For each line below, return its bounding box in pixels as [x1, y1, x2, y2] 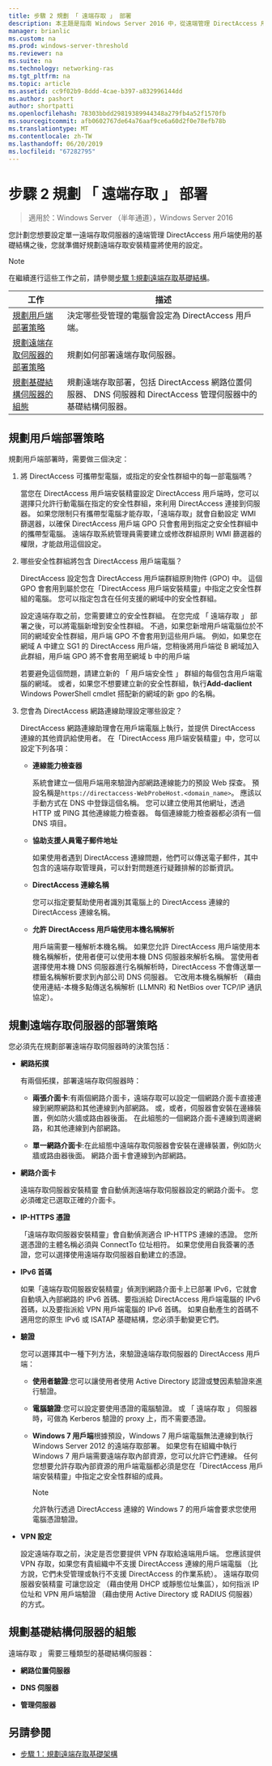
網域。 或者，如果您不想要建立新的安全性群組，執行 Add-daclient [34, 679, 253, 689]
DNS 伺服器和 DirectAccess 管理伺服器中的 [93, 389, 257, 401]
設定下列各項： [19, 744, 70, 754]
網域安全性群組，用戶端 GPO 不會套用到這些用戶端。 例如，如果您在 [34, 631, 261, 641]
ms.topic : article [8, 79, 70, 87]
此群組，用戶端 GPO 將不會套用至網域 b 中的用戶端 [19, 652, 190, 661]
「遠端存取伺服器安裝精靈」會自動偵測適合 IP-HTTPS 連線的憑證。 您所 [19, 1229, 258, 1239]
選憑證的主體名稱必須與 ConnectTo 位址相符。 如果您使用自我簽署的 [19, 1239, 248, 1249]
